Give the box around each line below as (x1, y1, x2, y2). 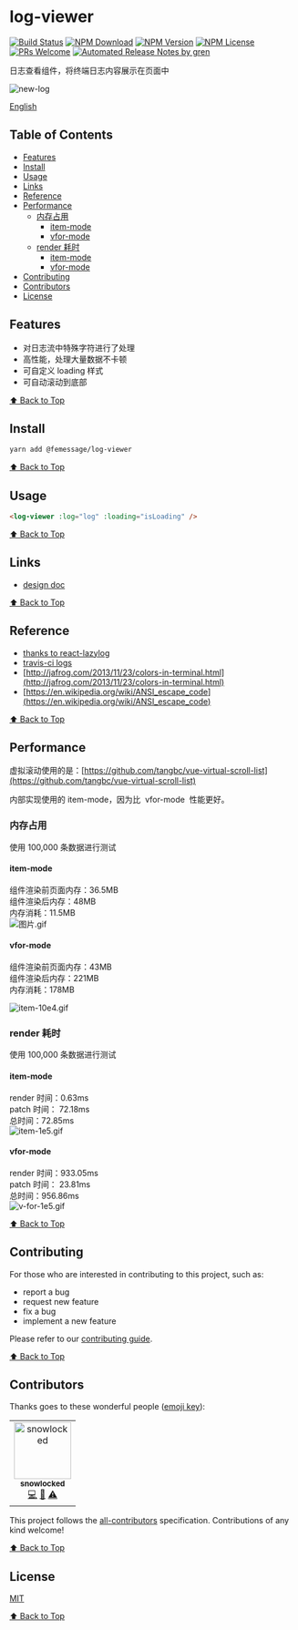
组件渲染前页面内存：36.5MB (9, 884, 118, 895)
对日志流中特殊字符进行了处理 (22, 342, 135, 353)
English (9, 100, 37, 111)
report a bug (22, 1287, 70, 1297)
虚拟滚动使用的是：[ (9, 765, 85, 776)
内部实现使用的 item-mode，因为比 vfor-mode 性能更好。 (9, 794, 230, 805)
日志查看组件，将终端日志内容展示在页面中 (9, 65, 170, 76)
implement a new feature (22, 1315, 117, 1327)
